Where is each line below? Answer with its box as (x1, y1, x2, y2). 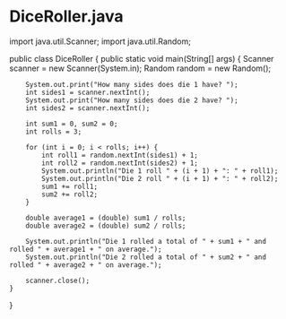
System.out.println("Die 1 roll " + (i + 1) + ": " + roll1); (41, 166, 279, 176)
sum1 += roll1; (41, 182, 99, 191)
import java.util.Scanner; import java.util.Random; (9, 36, 191, 47)
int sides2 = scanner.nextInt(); (25, 103, 151, 113)
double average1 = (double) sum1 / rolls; (25, 213, 186, 222)
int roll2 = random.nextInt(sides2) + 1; (41, 159, 199, 168)
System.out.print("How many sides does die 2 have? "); (25, 96, 239, 105)
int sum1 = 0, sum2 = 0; (25, 119, 118, 128)
